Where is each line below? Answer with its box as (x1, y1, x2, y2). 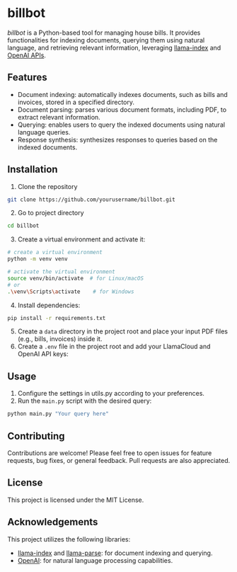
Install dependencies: (17, 301, 81, 309)
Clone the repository (17, 182, 78, 190)
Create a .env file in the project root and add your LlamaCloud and (17, 342, 211, 351)
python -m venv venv (7, 256, 69, 263)
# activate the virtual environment (7, 268, 115, 275)
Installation (7, 164, 58, 176)
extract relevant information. (17, 113, 100, 121)
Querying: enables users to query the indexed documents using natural (17, 120, 225, 129)
